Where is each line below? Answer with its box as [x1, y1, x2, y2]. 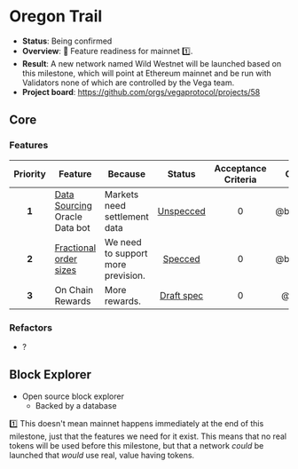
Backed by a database [35, 400, 117, 410]
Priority [13, 167, 46, 179]
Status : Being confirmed [21, 36, 113, 46]
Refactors [9, 322, 53, 334]
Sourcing [54, 199, 93, 211]
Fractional [54, 242, 97, 254]
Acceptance [214, 162, 267, 174]
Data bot [54, 221, 90, 234]
